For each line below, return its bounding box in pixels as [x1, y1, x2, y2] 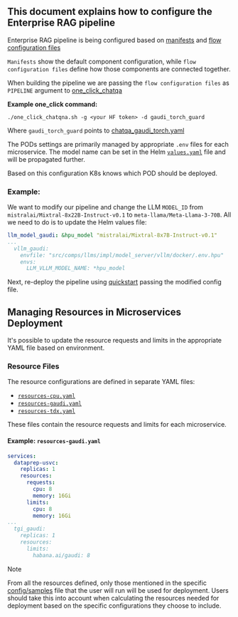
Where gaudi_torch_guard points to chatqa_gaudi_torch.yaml [7, 126, 185, 135]
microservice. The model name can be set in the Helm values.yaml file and [7, 147, 226, 156]
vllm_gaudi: [13, 245, 50, 252]
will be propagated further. [7, 155, 85, 163]
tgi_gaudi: [13, 525, 46, 533]
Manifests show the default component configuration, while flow [7, 57, 197, 66]
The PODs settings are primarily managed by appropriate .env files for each [7, 140, 229, 148]
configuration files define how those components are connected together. [7, 64, 231, 73]
